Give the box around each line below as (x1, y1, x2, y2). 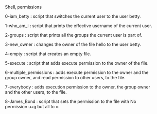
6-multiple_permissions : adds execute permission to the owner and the (5, 70, 149, 75)
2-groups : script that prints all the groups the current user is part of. (5, 32, 142, 38)
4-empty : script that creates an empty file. (5, 51, 91, 57)
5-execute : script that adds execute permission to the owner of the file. (5, 60, 149, 66)
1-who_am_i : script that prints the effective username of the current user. (5, 23, 152, 28)
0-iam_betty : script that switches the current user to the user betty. (5, 14, 141, 19)
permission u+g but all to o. (5, 104, 60, 109)
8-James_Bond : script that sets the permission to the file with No (5, 99, 137, 104)
